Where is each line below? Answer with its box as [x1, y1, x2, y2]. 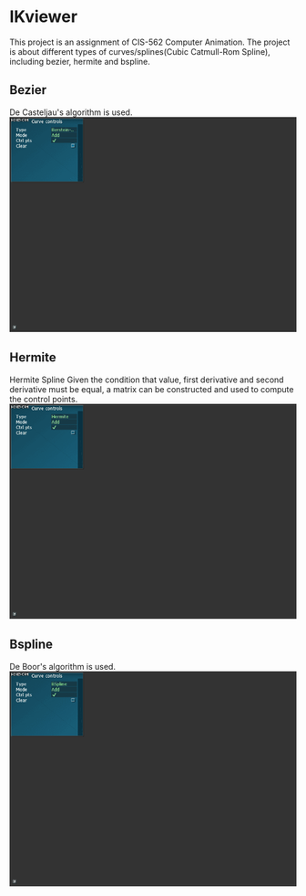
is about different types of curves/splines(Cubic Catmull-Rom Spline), [9, 46, 270, 57]
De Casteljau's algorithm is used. [9, 107, 133, 118]
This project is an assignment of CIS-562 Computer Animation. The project [9, 36, 291, 47]
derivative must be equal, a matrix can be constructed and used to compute [9, 383, 294, 394]
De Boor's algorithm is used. [9, 661, 117, 672]
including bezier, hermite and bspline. [9, 56, 150, 67]
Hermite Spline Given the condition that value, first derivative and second [9, 374, 284, 385]
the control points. [9, 393, 78, 404]
